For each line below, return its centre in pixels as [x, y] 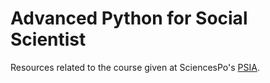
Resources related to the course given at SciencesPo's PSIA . [135, 67]
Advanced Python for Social [129, 18]
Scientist [48, 39]
